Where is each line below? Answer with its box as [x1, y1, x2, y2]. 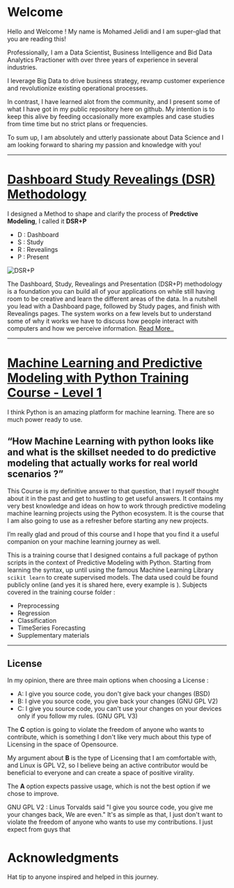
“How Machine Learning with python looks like [7, 435, 214, 447]
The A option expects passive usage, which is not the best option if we [7, 782, 211, 790]
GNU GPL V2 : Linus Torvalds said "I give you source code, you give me [7, 803, 214, 811]
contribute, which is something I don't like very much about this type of [7, 733, 212, 742]
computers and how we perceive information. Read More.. [7, 324, 174, 332]
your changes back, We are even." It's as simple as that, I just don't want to [7, 811, 223, 819]
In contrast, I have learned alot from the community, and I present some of [7, 97, 221, 105]
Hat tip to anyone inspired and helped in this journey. [7, 873, 159, 881]
